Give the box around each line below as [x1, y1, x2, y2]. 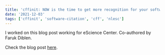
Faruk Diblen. [5, 35, 32, 41]
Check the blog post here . [5, 45, 58, 51]
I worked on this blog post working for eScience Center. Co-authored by [5, 30, 151, 36]
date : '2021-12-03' [5, 12, 45, 17]
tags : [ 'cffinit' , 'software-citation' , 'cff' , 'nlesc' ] [5, 16, 124, 21]
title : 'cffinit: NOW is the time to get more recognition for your [5, 7, 148, 12]
